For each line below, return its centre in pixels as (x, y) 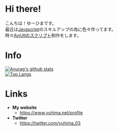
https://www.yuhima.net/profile (51, 112)
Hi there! (23, 9)
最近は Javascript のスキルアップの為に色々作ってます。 (60, 29)
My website (24, 107)
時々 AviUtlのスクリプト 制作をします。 (43, 35)
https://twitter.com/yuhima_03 (50, 123)
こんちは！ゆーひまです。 (31, 23)
